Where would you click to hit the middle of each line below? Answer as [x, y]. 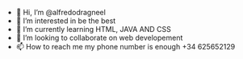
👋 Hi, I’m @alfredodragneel [61, 12]
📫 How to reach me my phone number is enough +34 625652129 [126, 47]
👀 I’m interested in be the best [66, 21]
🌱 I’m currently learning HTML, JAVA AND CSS [93, 29]
